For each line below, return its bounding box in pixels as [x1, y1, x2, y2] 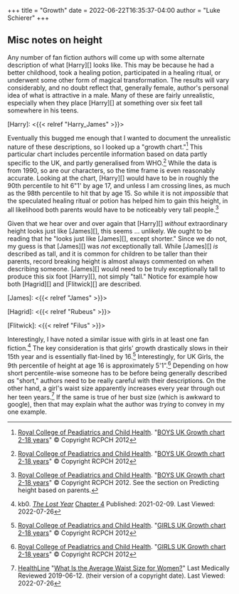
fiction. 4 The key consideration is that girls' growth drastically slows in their [7, 342, 229, 352]
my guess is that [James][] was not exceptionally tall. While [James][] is [7, 241, 218, 250]
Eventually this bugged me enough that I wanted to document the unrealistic [7, 133, 231, 142]
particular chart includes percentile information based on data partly [7, 150, 208, 159]
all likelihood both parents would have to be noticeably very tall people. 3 [7, 204, 219, 214]
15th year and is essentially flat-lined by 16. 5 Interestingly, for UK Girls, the [7, 351, 224, 361]
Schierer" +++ [7, 14, 50, 22]
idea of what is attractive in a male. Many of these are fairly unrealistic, [7, 90, 215, 99]
